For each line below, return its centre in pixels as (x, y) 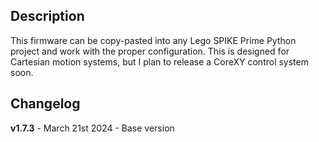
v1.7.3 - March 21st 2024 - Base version (92, 128)
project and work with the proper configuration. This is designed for (150, 51)
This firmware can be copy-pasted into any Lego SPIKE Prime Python (153, 40)
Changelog (45, 104)
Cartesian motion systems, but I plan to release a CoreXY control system (159, 61)
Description (47, 16)
